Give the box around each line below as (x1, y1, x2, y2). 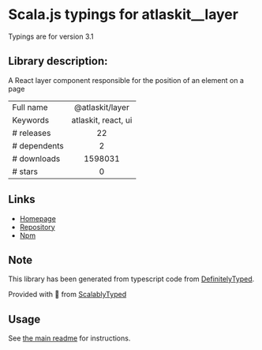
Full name (12, 101, 49, 112)
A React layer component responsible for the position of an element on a (8, 75, 245, 85)
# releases (12, 127, 51, 138)
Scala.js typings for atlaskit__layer (8, 6, 239, 24)
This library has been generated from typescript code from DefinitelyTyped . (8, 274, 255, 284)
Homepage (19, 213, 57, 223)
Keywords (12, 115, 50, 126)
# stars (12, 166, 38, 177)
